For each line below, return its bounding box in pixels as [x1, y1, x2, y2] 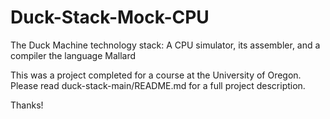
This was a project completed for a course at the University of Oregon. [10, 69, 302, 81]
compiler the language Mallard [10, 49, 137, 61]
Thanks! [10, 99, 44, 111]
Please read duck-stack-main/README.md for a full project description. [10, 79, 306, 91]
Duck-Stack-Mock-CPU [10, 6, 210, 29]
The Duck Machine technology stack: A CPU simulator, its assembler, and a [10, 39, 321, 51]
